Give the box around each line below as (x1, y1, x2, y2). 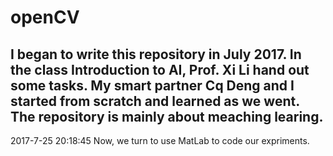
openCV (10, 6, 80, 29)
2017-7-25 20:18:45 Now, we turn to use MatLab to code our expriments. (10, 135, 310, 146)
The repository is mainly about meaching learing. (10, 108, 324, 125)
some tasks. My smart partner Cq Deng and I (10, 77, 295, 94)
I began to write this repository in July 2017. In (10, 46, 302, 63)
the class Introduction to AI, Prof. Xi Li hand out (10, 61, 310, 78)
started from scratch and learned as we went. (10, 92, 300, 110)
